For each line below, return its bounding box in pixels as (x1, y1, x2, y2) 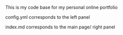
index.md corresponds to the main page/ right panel (5, 24, 115, 30)
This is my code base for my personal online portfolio (5, 5, 118, 10)
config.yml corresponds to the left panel (5, 14, 90, 20)
